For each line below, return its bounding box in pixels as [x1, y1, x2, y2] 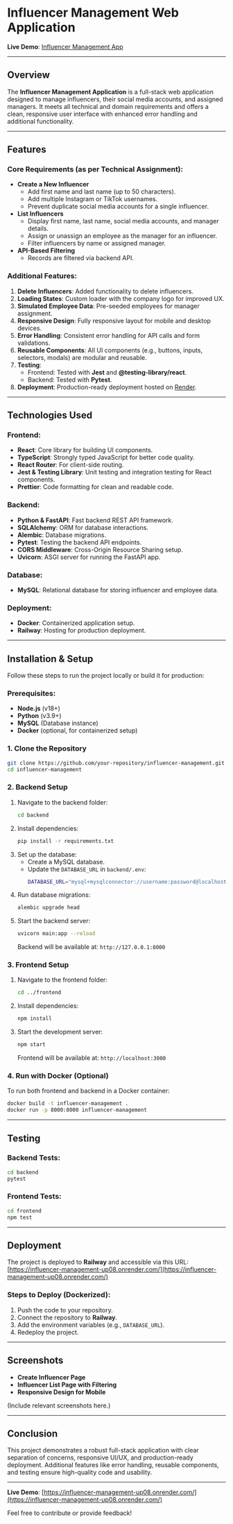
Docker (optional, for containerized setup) [17, 726, 138, 735]
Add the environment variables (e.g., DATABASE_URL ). [17, 1320, 165, 1329]
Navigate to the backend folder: [17, 798, 108, 806]
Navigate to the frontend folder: [17, 976, 107, 984]
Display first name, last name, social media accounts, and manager [27, 217, 219, 225]
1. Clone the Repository [7, 744, 87, 753]
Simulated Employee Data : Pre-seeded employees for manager [17, 302, 200, 310]
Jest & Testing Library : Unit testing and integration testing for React [17, 468, 212, 477]
